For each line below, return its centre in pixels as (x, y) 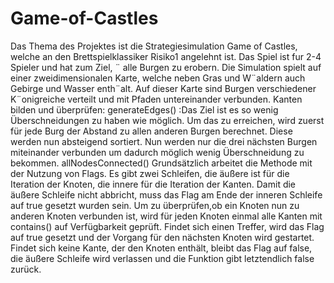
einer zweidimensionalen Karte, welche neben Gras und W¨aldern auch (158, 78)
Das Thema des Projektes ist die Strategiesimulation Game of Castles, (154, 46)
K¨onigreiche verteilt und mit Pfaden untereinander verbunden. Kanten (156, 99)
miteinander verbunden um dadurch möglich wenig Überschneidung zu (157, 152)
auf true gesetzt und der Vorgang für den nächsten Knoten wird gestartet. (162, 237)
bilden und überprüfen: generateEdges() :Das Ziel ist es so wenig (144, 109)
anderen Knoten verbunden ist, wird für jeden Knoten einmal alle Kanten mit (166, 216)
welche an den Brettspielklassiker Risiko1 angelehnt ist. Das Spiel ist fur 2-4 (166, 56)
